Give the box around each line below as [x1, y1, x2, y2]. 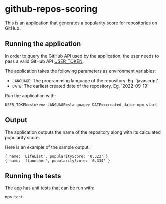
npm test [5, 195, 23, 200]
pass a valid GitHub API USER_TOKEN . [5, 58, 84, 64]
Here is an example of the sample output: [5, 144, 90, 150]
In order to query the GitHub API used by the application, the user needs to [5, 53, 159, 59]
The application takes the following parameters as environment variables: [5, 68, 156, 74]
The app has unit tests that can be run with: [5, 185, 95, 191]
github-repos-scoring [5, 3, 98, 15]
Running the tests [5, 171, 61, 180]
